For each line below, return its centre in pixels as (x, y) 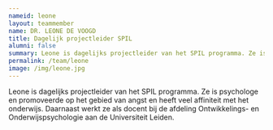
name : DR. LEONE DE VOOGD (52, 31)
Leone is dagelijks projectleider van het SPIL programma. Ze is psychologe (133, 91)
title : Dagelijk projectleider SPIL (70, 38)
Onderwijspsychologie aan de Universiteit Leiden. (91, 117)
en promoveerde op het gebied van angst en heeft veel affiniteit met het (129, 100)
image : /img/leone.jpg (47, 69)
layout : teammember (41, 23)
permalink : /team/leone (49, 61)
